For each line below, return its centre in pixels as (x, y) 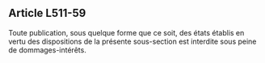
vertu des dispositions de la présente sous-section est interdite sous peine (132, 41)
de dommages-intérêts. (47, 50)
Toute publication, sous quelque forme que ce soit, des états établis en (126, 32)
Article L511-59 (47, 13)
